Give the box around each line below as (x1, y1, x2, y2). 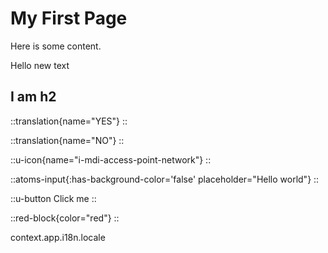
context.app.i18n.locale (10, 231, 106, 243)
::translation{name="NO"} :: (10, 134, 125, 146)
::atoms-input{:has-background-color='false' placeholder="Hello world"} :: (10, 173, 320, 185)
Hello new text (10, 59, 70, 71)
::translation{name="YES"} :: (10, 115, 128, 127)
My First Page (10, 7, 128, 30)
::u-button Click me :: (10, 192, 97, 204)
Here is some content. (10, 40, 102, 52)
